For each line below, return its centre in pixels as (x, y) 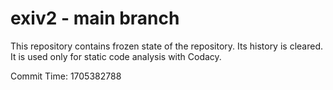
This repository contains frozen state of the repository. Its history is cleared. (166, 46)
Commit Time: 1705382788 (66, 76)
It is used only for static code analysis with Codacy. (116, 56)
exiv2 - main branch (95, 18)
